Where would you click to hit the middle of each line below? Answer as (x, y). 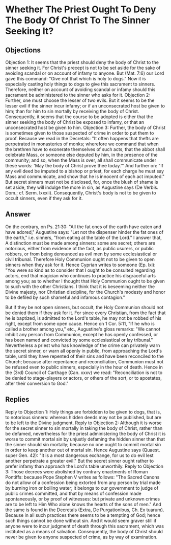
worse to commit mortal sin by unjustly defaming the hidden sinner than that (85, 439)
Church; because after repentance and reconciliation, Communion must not (84, 361)
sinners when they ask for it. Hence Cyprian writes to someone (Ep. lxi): (80, 265)
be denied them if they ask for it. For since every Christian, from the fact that (85, 313)
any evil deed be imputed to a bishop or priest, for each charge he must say (85, 171)
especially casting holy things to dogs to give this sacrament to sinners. (80, 84)
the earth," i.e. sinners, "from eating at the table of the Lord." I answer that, (83, 237)
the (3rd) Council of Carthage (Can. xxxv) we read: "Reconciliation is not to (84, 373)
